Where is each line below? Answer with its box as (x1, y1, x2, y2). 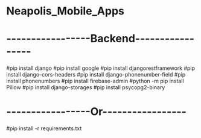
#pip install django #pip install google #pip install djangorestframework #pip (6, 64, 195, 72)
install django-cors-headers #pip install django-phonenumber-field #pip (6, 71, 186, 78)
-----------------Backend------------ (6, 32, 195, 46)
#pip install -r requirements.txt (6, 125, 82, 132)
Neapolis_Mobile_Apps (6, 4, 125, 18)
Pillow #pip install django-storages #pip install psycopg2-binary (6, 84, 165, 91)
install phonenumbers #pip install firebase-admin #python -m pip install (6, 77, 184, 85)
